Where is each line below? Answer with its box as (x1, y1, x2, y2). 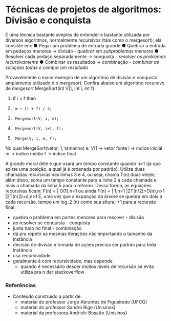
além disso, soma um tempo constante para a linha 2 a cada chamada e (5, 176, 157, 183)
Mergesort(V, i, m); (15, 116, 59, 121)
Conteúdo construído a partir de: (12, 293, 82, 299)
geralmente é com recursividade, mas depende (12, 258, 113, 264)
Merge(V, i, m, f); (15, 136, 57, 141)
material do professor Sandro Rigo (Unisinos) (20, 305, 116, 311)
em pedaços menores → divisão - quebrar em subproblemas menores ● (5, 48, 159, 54)
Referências (5, 281, 36, 289)
